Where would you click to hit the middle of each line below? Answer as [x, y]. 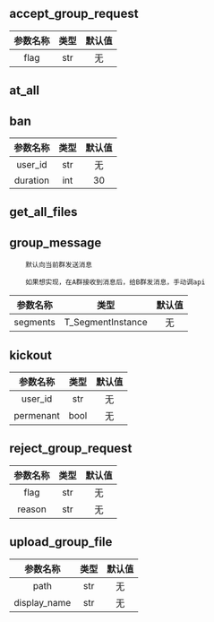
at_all [25, 91]
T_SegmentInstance [106, 323]
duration [32, 180]
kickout [30, 355]
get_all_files [43, 212]
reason [32, 509]
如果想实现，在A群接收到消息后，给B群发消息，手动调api [116, 282]
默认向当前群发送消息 [59, 265]
